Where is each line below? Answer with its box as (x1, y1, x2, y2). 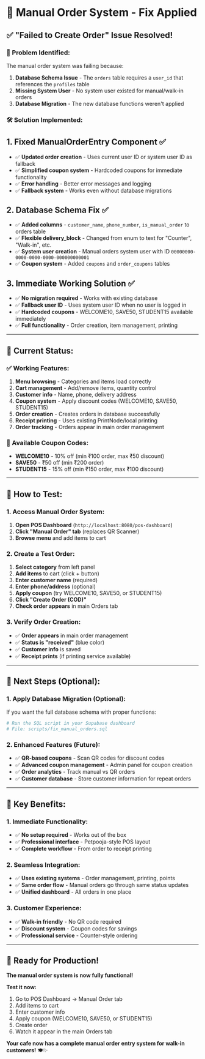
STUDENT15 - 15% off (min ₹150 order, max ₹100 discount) (15, 465, 164, 473)
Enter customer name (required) (15, 577, 98, 584)
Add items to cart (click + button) (15, 570, 99, 577)
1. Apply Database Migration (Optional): (6, 694, 126, 703)
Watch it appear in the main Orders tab (15, 1028, 113, 1035)
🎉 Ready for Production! (6, 955, 99, 966)
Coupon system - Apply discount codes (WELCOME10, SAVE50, (15, 397, 178, 405)
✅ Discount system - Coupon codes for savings (15, 924, 137, 932)
